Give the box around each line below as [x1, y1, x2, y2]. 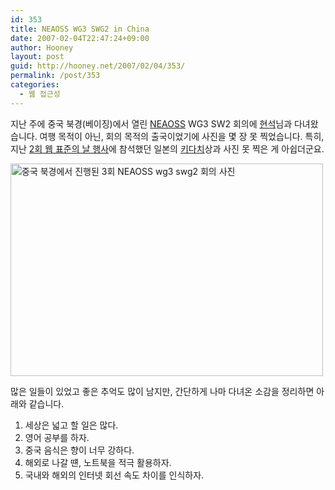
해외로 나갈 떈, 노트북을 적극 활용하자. [24, 456, 172, 468]
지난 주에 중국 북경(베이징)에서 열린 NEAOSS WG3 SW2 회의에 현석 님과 [10, 117, 293, 130]
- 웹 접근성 [19, 89, 61, 99]
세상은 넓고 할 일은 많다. [24, 419, 119, 431]
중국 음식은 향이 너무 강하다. [24, 444, 135, 456]
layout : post [10, 52, 65, 62]
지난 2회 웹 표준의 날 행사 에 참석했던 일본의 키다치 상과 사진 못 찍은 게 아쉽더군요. [10, 142, 325, 155]
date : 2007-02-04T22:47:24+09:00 [10, 33, 150, 43]
